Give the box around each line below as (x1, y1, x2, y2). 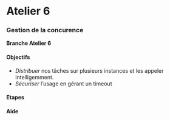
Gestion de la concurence (6, 26, 84, 35)
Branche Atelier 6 (6, 39, 52, 47)
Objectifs (6, 53, 30, 61)
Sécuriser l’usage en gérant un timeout (15, 80, 112, 87)
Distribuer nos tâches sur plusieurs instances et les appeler (15, 67, 164, 74)
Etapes (6, 94, 24, 101)
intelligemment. (15, 73, 54, 81)
